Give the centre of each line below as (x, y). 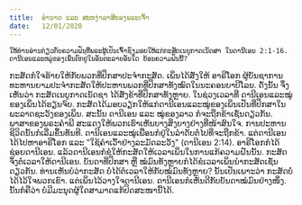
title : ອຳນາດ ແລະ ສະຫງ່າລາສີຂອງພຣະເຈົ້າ (80, 18)
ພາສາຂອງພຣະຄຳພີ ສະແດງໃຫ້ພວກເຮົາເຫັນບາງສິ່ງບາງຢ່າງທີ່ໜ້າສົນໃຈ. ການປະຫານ (148, 123)
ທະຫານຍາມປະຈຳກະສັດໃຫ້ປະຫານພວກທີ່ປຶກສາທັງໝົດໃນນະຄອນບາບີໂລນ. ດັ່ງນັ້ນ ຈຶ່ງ (150, 85)
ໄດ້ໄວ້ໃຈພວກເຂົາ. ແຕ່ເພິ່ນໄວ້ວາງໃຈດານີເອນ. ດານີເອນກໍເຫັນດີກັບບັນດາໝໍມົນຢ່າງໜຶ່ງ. (148, 180)
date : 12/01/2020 (46, 26)
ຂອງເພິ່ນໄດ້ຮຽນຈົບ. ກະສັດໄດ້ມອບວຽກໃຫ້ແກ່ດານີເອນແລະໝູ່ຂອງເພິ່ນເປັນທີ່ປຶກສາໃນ (148, 103)
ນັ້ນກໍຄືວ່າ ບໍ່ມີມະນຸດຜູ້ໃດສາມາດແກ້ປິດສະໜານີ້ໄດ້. (92, 190)
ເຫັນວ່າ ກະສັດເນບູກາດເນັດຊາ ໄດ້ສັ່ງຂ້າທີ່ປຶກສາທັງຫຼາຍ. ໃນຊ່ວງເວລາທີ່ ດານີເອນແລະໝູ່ (151, 94)
